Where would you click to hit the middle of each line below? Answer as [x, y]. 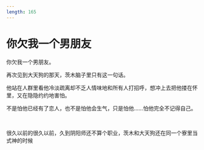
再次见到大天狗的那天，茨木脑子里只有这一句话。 [67, 75]
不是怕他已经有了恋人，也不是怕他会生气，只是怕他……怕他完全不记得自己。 [101, 108]
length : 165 [21, 12]
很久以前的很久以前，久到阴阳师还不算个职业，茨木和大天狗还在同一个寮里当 [102, 133]
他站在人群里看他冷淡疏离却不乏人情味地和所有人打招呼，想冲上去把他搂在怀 [102, 87]
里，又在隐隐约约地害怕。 [38, 95]
